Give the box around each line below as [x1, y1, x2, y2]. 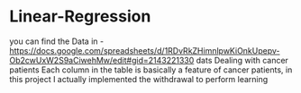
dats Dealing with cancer [196, 55, 288, 65]
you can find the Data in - [9, 36, 105, 46]
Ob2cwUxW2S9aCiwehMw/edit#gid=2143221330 [9, 55, 195, 65]
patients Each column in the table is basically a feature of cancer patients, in [9, 64, 293, 75]
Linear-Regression [9, 6, 151, 27]
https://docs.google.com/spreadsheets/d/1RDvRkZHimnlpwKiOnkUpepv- [9, 45, 280, 55]
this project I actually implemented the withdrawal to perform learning [9, 73, 269, 84]
